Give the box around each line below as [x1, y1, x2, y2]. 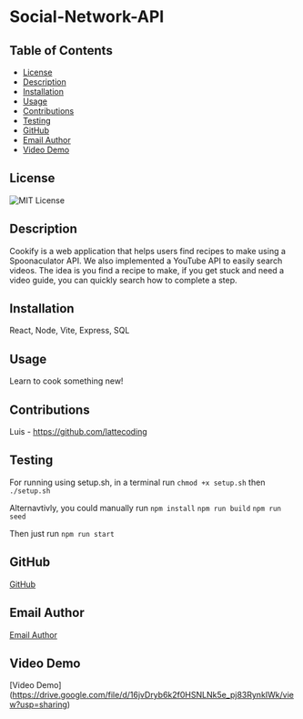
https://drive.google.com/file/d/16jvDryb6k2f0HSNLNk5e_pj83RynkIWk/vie [12, 690, 294, 701]
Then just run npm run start [9, 528, 116, 539]
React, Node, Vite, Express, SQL [9, 325, 130, 336]
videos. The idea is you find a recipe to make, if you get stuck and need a [9, 264, 285, 275]
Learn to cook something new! [9, 375, 124, 386]
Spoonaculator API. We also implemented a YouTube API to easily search [9, 255, 283, 266]
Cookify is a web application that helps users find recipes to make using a [9, 245, 287, 256]
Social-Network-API [9, 6, 165, 27]
